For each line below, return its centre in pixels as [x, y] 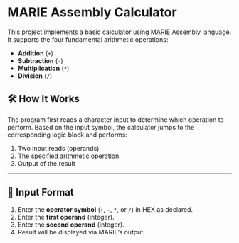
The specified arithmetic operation [68, 156]
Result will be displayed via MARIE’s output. [81, 232]
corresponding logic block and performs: [68, 135]
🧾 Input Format [41, 192]
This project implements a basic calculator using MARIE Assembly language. [119, 32]
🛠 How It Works [44, 99]
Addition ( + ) [35, 53]
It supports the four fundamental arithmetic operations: [88, 39]
